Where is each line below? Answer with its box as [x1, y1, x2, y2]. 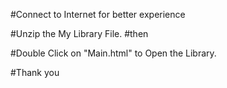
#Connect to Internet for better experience [10, 9, 186, 20]
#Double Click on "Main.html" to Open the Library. [10, 47, 217, 59]
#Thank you [10, 67, 60, 78]
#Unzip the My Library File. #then [10, 28, 149, 39]
